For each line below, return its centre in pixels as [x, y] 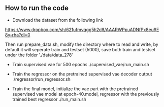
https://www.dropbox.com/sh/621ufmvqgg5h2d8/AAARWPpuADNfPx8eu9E [82, 30]
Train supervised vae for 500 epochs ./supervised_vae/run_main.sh [81, 64]
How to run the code [37, 8]
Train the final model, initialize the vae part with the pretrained [75, 89]
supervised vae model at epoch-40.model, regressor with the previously [86, 94]
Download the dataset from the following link [58, 20]
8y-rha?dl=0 [18, 35]
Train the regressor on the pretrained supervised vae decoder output [82, 74]
